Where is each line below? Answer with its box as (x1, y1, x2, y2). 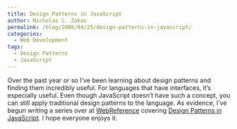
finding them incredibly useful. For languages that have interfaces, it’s (7, 83, 211, 92)
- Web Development (13, 37, 69, 44)
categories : (7, 30, 43, 38)
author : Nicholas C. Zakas (7, 17, 87, 24)
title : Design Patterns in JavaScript (7, 10, 122, 18)
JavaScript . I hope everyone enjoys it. (7, 113, 118, 122)
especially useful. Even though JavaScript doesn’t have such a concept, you (7, 91, 231, 99)
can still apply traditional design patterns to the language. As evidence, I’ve (7, 99, 227, 107)
